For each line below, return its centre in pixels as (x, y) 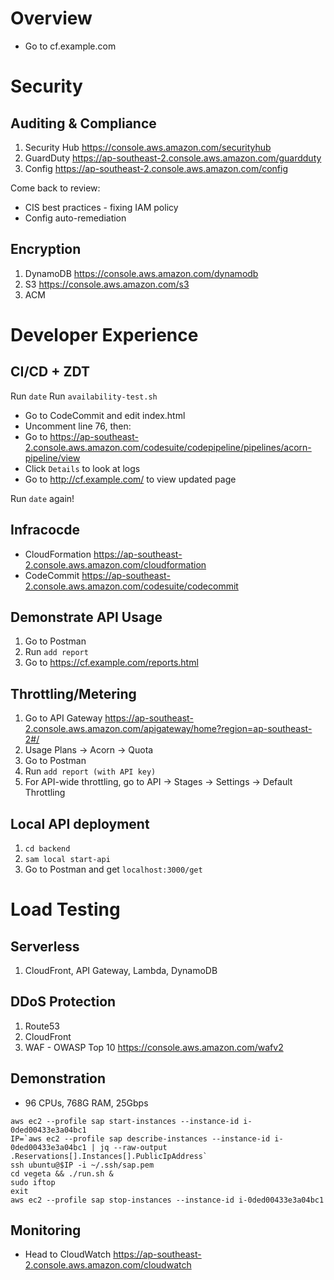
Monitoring (46, 1230)
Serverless (45, 946)
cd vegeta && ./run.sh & (62, 1173)
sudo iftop (33, 1182)
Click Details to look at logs (82, 468)
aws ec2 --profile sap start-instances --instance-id (125, 1121)
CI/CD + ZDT (50, 372)
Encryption (46, 249)
